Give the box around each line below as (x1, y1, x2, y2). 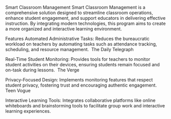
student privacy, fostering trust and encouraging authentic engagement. (5, 82, 157, 88)
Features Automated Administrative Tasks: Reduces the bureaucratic (5, 35, 150, 42)
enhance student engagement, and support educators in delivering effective (5, 15, 166, 21)
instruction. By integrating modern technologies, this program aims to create (5, 20, 166, 26)
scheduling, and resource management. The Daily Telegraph (5, 47, 134, 52)
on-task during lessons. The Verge (5, 67, 80, 73)
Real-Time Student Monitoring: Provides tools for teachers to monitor (5, 56, 151, 62)
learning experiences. (5, 108, 51, 114)
